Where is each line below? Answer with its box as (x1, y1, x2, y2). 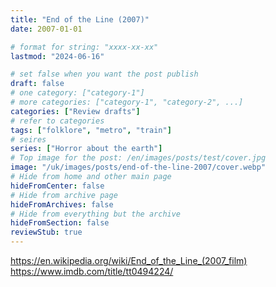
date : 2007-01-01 (10, 24, 83, 34)
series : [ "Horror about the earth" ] (10, 144, 163, 154)
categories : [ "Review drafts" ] (10, 106, 141, 116)
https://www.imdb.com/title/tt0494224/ (10, 266, 174, 277)
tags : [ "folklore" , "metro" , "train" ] (10, 125, 172, 135)
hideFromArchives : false (10, 199, 114, 210)
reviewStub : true (10, 227, 83, 238)
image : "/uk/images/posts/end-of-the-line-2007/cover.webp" (10, 162, 267, 173)
